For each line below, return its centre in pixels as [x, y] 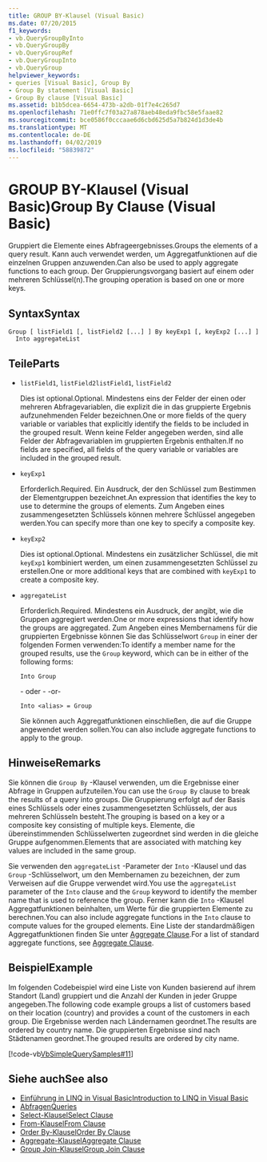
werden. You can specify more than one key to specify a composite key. [137, 522]
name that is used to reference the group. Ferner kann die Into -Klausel [126, 900]
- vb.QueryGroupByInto [46, 38]
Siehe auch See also [58, 1079]
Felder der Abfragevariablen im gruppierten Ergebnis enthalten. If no [132, 441]
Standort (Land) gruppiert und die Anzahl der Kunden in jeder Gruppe [123, 995]
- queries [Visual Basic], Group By [69, 83]
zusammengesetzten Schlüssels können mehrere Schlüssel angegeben [137, 514]
